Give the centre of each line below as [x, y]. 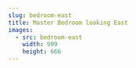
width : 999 [40, 45]
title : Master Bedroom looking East [68, 23]
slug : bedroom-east [40, 15]
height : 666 [42, 52]
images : [21, 30]
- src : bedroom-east [49, 37]
